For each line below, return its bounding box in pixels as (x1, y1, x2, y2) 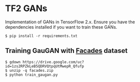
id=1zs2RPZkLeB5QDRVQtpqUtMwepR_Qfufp (5, 64, 84, 68)
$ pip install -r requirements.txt (5, 33, 78, 38)
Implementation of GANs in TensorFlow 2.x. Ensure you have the (5, 19, 136, 25)
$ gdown (5, 59, 21, 65)
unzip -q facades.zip (9, 68, 54, 73)
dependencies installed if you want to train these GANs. (5, 24, 117, 30)
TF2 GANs (5, 3, 47, 14)
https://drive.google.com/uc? (23, 59, 84, 65)
